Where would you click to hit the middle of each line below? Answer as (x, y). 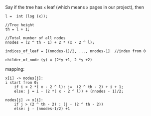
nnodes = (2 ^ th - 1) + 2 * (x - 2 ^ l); (50, 42)
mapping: (15, 69)
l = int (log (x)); (27, 16)
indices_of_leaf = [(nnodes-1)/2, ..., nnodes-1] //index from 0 (75, 51)
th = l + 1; (17, 29)
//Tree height (20, 25)
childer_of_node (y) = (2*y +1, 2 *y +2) (49, 60)
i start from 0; (22, 83)
